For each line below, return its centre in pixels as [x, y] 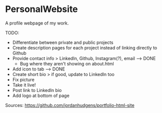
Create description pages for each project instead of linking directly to [85, 47]
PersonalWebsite [42, 9]
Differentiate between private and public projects [63, 42]
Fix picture [23, 79]
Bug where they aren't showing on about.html [67, 63]
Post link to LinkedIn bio [37, 90]
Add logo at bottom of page [41, 95]
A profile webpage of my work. [37, 23]
